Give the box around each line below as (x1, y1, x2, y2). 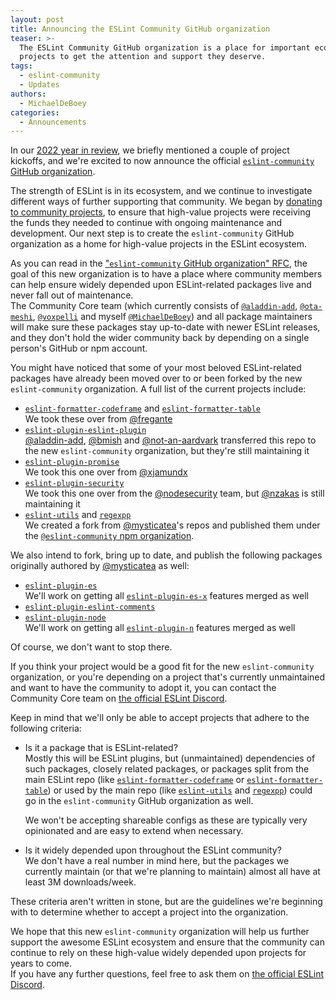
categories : (10, 107, 60, 118)
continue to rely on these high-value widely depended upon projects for (10, 947, 307, 959)
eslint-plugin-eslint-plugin (24, 426, 147, 436)
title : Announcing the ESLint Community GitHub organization (10, 24, 271, 34)
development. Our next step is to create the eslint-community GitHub (10, 227, 295, 240)
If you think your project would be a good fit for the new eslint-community (10, 661, 315, 673)
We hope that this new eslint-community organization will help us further (10, 926, 310, 938)
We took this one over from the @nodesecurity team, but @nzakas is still (24, 487, 325, 500)
